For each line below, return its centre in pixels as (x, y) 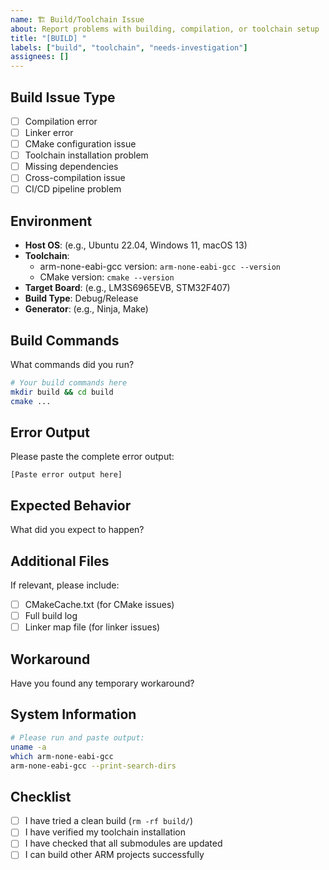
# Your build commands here (69, 383)
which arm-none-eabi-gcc (62, 756)
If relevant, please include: (65, 585)
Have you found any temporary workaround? (102, 683)
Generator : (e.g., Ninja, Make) (86, 309)
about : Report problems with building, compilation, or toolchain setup (165, 29)
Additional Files (60, 561)
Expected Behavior (71, 505)
